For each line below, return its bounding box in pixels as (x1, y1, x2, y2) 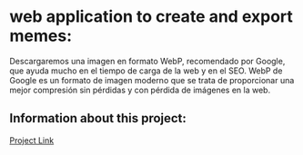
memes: (9, 25, 73, 46)
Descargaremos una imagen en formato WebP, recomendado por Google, (9, 55, 286, 66)
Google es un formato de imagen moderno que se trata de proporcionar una (9, 74, 295, 85)
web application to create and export (9, 6, 294, 27)
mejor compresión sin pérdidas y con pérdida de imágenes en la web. (9, 84, 271, 95)
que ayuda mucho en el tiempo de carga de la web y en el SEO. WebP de (9, 65, 283, 76)
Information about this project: (9, 111, 187, 126)
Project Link (9, 134, 55, 146)
